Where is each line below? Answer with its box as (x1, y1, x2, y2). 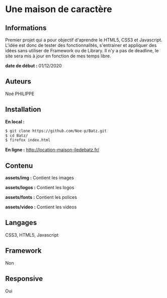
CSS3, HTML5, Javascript (5, 232, 59, 238)
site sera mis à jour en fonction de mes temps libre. (5, 53, 112, 59)
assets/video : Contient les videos (5, 204, 77, 210)
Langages (5, 218, 37, 227)
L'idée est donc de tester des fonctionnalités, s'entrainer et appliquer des (5, 42, 157, 48)
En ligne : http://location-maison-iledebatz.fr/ (5, 147, 100, 153)
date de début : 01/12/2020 (5, 63, 62, 68)
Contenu (5, 161, 33, 170)
